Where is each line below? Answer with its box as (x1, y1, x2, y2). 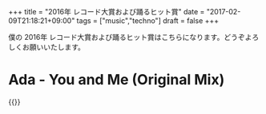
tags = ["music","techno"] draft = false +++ (76, 16, 220, 26)
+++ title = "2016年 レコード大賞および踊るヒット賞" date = (8, 7, 205, 16)
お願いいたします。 (22, 42, 86, 52)
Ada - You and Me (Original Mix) (8, 71, 225, 89)
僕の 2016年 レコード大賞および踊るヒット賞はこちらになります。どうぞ (8, 33, 246, 41)
